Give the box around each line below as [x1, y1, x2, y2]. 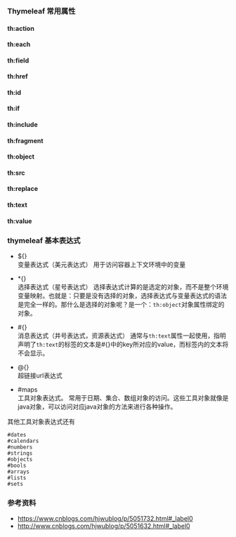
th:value [7, 216, 32, 225]
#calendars [7, 437, 39, 444]
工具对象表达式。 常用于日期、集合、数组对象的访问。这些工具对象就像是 [17, 393, 229, 402]
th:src [7, 168, 25, 177]
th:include [7, 121, 38, 129]
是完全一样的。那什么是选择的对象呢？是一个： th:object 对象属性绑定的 [17, 300, 225, 308]
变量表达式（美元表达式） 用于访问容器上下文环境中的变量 [17, 260, 186, 268]
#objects [7, 456, 33, 463]
